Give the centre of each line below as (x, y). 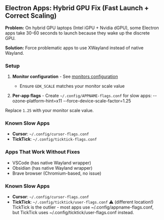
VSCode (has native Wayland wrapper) (52, 163)
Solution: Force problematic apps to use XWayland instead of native (74, 48)
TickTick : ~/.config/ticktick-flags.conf (54, 139)
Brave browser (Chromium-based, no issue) (57, 173)
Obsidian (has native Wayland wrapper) (52, 168)
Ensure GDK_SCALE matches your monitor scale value (72, 86)
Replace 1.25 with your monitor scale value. (49, 110)
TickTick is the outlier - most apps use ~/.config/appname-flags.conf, (83, 207)
